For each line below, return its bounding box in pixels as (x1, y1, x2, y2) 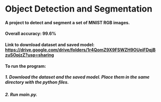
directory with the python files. (5, 79, 69, 85)
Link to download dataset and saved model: (5, 42, 95, 47)
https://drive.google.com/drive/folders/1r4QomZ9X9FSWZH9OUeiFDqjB (5, 47, 156, 53)
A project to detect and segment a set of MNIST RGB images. (5, 19, 130, 25)
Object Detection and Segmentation (5, 3, 153, 15)
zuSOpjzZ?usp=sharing (5, 52, 54, 58)
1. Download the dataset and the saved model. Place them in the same (5, 74, 150, 80)
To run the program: (5, 63, 46, 69)
